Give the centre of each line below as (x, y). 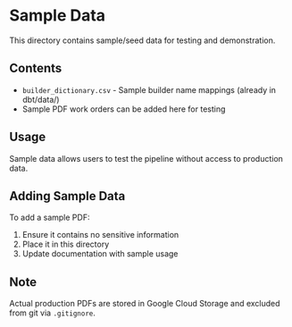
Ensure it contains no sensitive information (100, 235)
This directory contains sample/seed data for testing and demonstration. (142, 40)
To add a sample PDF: (50, 218)
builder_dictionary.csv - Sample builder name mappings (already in (149, 89)
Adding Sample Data (67, 196)
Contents (36, 68)
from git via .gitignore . (53, 313)
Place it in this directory (66, 244)
